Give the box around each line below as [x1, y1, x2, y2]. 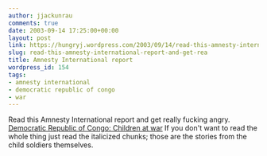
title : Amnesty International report [8, 57, 133, 64]
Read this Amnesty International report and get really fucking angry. [8, 115, 230, 124]
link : [8, 41, 26, 49]
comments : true [8, 19, 59, 27]
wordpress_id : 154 [8, 64, 69, 72]
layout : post [8, 33, 52, 42]
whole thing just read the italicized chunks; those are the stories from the [8, 132, 248, 142]
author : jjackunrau [8, 11, 73, 20]
